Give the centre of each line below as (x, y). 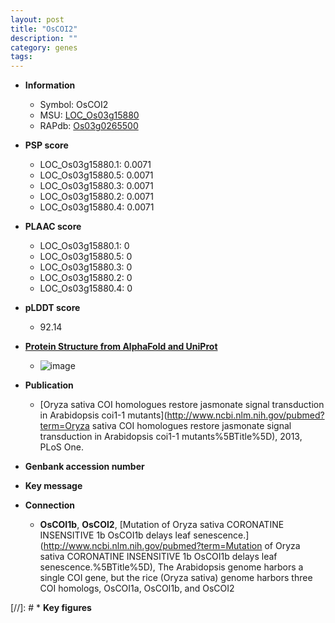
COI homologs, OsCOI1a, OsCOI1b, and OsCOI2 (137, 588)
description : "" (44, 38)
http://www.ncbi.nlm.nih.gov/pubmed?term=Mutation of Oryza (172, 546)
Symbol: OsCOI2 (74, 105)
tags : (21, 57)
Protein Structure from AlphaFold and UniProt (121, 347)
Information (50, 85)
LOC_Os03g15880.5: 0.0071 (96, 175)
